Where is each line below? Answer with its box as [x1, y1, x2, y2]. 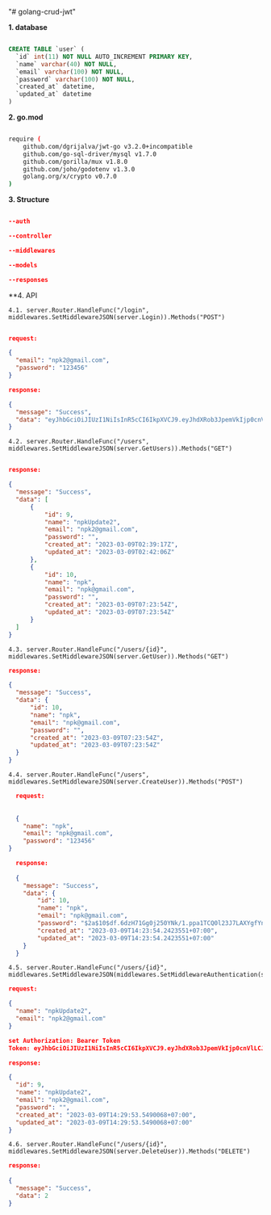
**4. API [8, 290, 38, 300]
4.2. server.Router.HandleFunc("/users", [8, 438, 150, 446]
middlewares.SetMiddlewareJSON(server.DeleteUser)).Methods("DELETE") [8, 1147, 251, 1156]
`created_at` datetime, [15, 82, 95, 91]
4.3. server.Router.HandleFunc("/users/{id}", [8, 645, 168, 654]
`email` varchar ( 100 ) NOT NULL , [15, 68, 125, 76]
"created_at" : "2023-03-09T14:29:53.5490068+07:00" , [15, 1111, 197, 1119]
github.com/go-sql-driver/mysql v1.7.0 [23, 149, 157, 158]
